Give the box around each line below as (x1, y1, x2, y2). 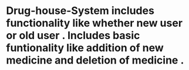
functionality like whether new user (6, 16, 183, 30)
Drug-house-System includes (6, 4, 154, 17)
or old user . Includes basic (6, 29, 140, 42)
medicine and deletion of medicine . (6, 54, 184, 67)
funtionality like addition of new (6, 41, 164, 55)
